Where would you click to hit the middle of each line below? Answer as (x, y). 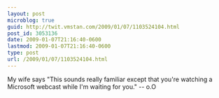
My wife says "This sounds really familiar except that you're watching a (110, 79)
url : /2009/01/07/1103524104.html (58, 59)
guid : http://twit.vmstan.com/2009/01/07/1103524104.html (93, 27)
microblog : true (31, 20)
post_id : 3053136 (33, 33)
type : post (23, 53)
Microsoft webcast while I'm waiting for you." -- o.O (82, 86)
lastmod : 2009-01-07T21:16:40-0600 (59, 46)
